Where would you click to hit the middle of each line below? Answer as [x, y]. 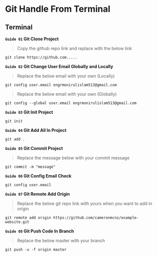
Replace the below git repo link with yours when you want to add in [85, 204]
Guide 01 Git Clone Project [32, 39]
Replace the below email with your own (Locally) [66, 76]
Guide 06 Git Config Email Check [38, 176]
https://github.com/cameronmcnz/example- [96, 218]
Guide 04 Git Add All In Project [36, 130]
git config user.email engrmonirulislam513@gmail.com [61, 85]
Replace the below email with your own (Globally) [67, 94]
